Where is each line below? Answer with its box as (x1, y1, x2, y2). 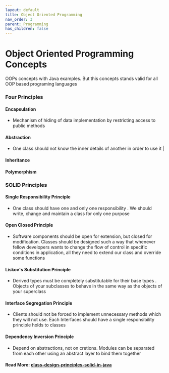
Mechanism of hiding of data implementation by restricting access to (12, 117, 156, 123)
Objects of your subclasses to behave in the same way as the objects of (12, 283, 162, 289)
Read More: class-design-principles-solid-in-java (5, 362, 112, 368)
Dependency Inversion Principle (5, 334, 74, 340)
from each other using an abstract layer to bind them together (12, 350, 141, 356)
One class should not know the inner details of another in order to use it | (12, 145, 164, 152)
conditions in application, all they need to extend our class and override (12, 249, 161, 256)
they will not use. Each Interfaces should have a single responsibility (12, 317, 155, 323)
